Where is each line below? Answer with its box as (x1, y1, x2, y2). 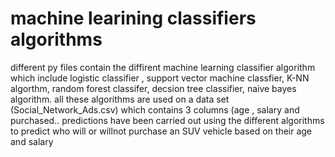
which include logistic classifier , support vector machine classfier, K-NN (10, 72, 310, 84)
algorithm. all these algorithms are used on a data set (10, 93, 230, 105)
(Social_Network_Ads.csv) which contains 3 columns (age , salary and (10, 103, 300, 116)
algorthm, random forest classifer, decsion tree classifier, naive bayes (10, 82, 297, 94)
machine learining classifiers (10, 7, 257, 30)
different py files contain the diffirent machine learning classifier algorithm (10, 61, 316, 73)
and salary (10, 135, 54, 147)
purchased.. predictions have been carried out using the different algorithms (10, 114, 325, 126)
